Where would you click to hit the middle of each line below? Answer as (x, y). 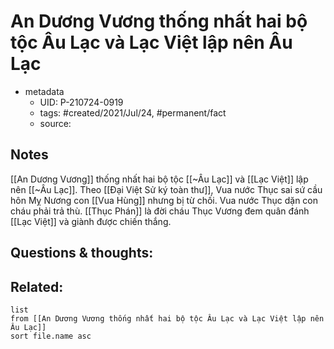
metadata (44, 91)
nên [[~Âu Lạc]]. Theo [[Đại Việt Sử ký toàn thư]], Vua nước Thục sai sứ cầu (166, 189)
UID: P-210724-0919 (81, 102)
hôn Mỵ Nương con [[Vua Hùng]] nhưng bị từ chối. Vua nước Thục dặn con (164, 200)
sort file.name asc (51, 336)
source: (55, 123)
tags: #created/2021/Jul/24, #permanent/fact (133, 112)
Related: (37, 286)
